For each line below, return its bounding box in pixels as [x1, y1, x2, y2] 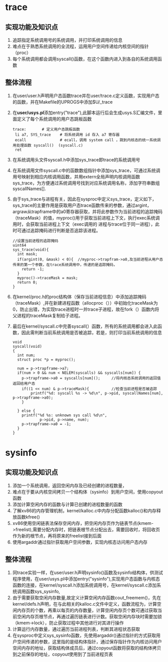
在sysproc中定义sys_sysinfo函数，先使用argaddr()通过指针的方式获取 [12, 632, 156, 638]
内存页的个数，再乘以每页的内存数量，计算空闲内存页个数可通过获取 [17, 607, 158, 613]
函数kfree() [17, 514, 40, 520]
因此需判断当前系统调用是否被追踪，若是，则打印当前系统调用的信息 [21, 329, 162, 335]
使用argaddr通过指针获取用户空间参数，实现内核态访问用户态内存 [12, 539, 148, 545]
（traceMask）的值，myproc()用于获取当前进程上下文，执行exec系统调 [12, 215, 160, 221]
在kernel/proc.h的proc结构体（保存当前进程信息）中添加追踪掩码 [12, 294, 147, 300]
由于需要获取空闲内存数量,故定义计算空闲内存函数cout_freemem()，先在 [12, 595, 161, 601]
